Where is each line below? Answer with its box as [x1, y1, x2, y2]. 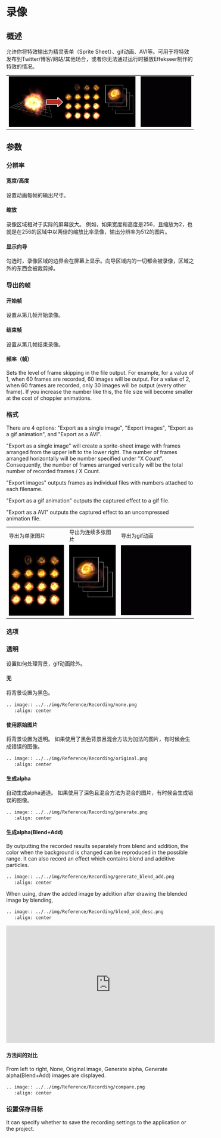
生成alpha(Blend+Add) [6, 828, 64, 835]
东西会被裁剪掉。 [16, 265, 58, 272]
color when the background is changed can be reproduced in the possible [6, 849, 188, 856]
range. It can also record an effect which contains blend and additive [6, 855, 175, 862]
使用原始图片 [6, 721, 38, 728]
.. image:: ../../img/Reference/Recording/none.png [6, 702, 137, 708]
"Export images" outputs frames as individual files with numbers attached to [6, 479, 194, 486]
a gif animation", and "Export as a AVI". [6, 431, 102, 437]
